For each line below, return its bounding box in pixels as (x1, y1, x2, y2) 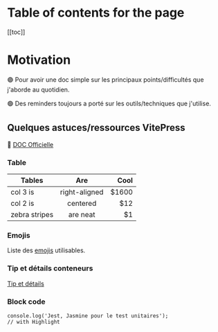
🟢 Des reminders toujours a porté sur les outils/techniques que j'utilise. (7, 99, 211, 107)
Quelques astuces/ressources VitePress (7, 122, 185, 134)
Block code (7, 297, 46, 306)
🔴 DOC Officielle (7, 140, 54, 148)
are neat (68, 209, 96, 219)
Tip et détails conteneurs (7, 263, 93, 273)
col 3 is (10, 187, 35, 197)
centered (66, 198, 97, 208)
